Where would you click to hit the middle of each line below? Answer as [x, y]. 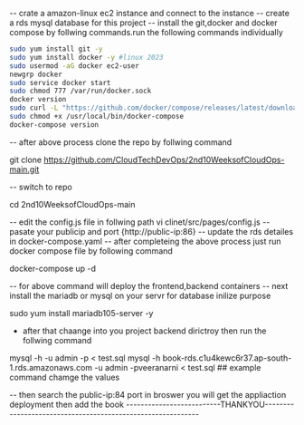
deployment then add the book [67, 404]
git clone [26, 159]
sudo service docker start [60, 82]
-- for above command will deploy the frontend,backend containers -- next [149, 285]
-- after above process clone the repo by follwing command [121, 142]
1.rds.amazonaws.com [51, 367]
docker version [38, 100]
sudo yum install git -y [56, 49]
